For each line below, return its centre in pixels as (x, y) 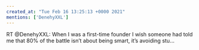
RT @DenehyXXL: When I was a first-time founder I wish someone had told (99, 34)
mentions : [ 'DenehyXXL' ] (37, 17)
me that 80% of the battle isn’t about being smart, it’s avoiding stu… (90, 40)
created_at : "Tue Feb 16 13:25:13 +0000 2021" (66, 12)
